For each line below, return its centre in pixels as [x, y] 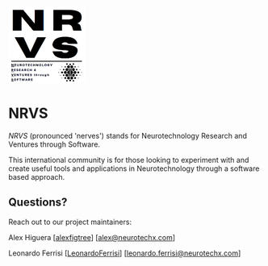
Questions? [38, 203]
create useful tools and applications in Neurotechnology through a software [134, 168]
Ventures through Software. [54, 144]
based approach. [37, 177]
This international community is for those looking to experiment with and [129, 160]
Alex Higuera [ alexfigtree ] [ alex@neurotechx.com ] [92, 237]
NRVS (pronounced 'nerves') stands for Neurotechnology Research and [128, 135]
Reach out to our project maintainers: [70, 222]
